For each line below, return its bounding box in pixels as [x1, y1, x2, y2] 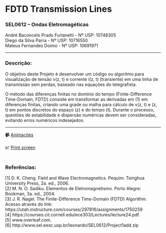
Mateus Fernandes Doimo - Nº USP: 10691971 [5, 43, 98, 49]
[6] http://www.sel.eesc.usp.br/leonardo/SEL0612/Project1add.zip [5, 222, 139, 228]
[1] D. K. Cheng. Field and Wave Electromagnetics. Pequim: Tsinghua [5, 175, 145, 181]
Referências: [5, 164, 37, 171]
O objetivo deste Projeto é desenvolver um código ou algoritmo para [5, 71, 144, 77]
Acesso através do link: [5, 201, 53, 207]
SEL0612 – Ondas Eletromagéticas [5, 21, 89, 28]
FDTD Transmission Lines [5, 3, 112, 15]
